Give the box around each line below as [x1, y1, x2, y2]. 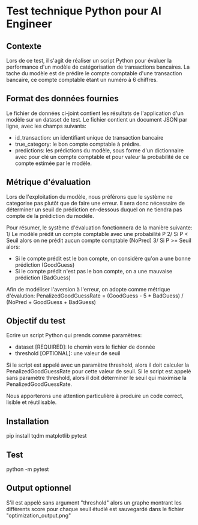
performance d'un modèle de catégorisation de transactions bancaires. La [6, 63, 190, 70]
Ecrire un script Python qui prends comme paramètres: [6, 332, 142, 339]
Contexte [6, 41, 42, 51]
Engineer [6, 17, 52, 31]
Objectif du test [6, 316, 66, 326]
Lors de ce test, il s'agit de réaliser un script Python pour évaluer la [6, 57, 172, 64]
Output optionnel [6, 483, 71, 493]
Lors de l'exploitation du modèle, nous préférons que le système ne [6, 193, 173, 200]
